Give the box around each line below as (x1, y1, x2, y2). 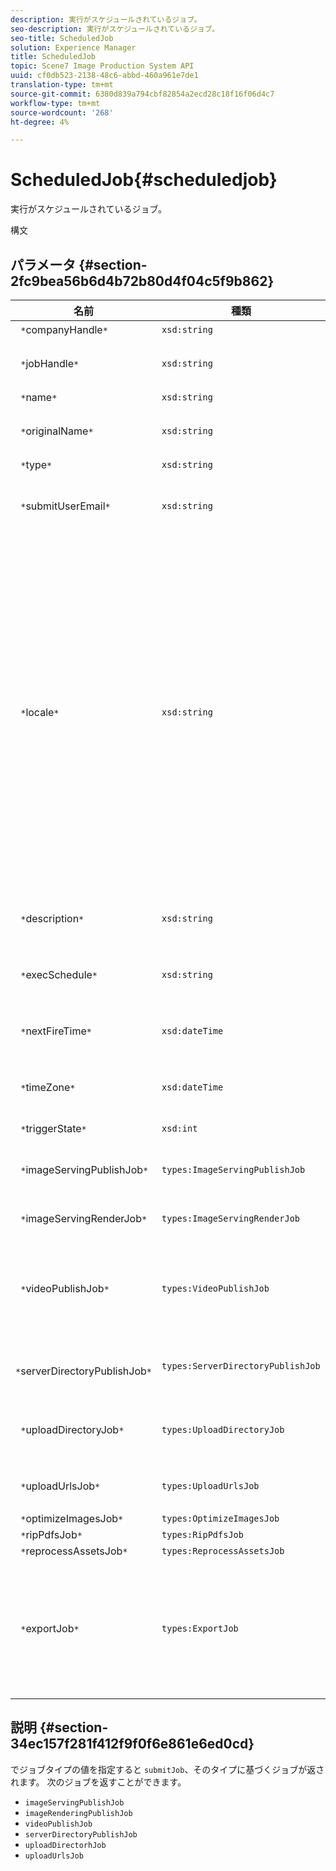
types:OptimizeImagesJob (161, 1513, 280, 1524)
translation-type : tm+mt (10, 80, 114, 90)
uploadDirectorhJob (24, 1840, 107, 1850)
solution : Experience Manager (10, 42, 137, 53)
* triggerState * (20, 1122, 87, 1135)
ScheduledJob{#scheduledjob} (10, 169, 278, 191)
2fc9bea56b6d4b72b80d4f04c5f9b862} (10, 272, 275, 290)
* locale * (20, 706, 60, 719)
